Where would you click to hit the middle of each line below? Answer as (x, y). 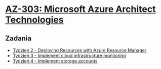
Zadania (18, 38)
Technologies (35, 20)
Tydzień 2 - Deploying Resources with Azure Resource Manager (79, 50)
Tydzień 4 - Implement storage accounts (55, 61)
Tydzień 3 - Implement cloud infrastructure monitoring (69, 55)
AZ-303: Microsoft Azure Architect (80, 9)
